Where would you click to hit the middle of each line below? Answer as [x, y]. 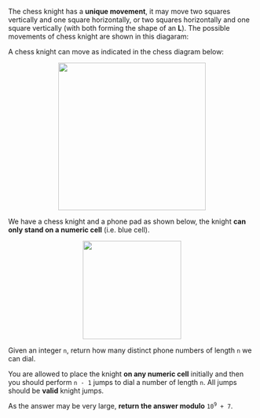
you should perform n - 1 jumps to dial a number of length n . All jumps [123, 382]
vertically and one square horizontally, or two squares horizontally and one [129, 20]
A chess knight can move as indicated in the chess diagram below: [116, 52]
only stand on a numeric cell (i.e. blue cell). [79, 230]
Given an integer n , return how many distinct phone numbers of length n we [130, 350]
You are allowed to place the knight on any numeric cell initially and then [126, 374]
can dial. [22, 359]
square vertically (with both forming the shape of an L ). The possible [119, 28]
